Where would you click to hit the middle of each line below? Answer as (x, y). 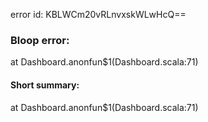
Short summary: (45, 85)
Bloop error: (40, 40)
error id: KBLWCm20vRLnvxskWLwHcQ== (98, 14)
